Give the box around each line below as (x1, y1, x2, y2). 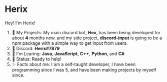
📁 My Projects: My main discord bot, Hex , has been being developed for (11, 29, 161, 35)
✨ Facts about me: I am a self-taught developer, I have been (11, 61, 136, 67)
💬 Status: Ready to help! (11, 56, 62, 62)
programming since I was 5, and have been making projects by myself (11, 67, 156, 73)
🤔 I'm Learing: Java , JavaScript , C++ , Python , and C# (11, 51, 124, 57)
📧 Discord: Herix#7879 (11, 45, 60, 51)
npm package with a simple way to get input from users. (11, 40, 128, 46)
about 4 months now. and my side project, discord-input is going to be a (11, 35, 162, 41)
